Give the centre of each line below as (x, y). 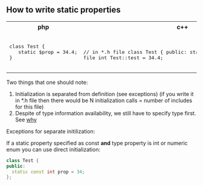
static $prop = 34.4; (48, 52)
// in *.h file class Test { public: (135, 52)
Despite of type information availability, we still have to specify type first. (105, 113)
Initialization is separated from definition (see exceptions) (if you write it (104, 94)
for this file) (29, 107)
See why (26, 120)
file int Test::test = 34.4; (124, 58)
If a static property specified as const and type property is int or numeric (97, 143)
